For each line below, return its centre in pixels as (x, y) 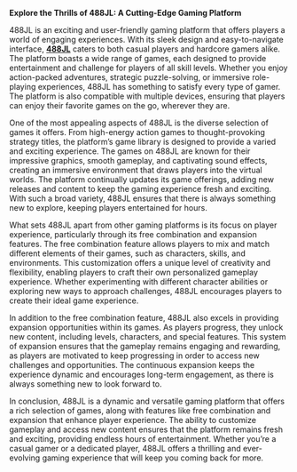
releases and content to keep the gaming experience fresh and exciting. (141, 189)
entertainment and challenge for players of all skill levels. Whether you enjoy (148, 68)
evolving (25, 458)
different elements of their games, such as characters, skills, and (127, 253)
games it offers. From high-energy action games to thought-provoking (137, 132)
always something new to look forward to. (86, 384)
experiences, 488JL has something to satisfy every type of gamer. (159, 87)
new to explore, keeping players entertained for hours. (109, 208)
